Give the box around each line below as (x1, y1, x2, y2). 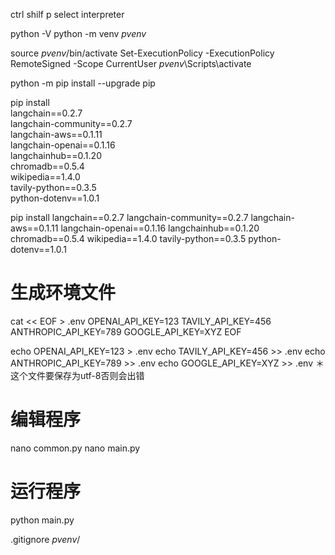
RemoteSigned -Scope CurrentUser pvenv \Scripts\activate (10, 58, 252, 69)
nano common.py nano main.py (10, 442, 141, 454)
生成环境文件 (10, 282, 117, 304)
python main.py (10, 514, 75, 526)
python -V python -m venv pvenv (10, 28, 147, 39)
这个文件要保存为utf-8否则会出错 (10, 369, 145, 381)
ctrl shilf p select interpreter (10, 9, 125, 20)
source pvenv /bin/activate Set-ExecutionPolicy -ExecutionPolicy (10, 47, 275, 59)
